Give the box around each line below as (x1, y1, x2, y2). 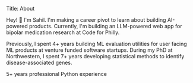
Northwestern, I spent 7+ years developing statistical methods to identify (6, 53, 185, 59)
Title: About (6, 5, 35, 12)
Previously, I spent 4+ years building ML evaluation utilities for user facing (6, 41, 187, 47)
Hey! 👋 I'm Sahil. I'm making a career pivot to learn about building (6, 16, 166, 23)
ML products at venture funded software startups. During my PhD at (6, 47, 173, 54)
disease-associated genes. (6, 59, 72, 66)
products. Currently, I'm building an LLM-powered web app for (29, 23, 182, 29)
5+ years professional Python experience (6, 71, 107, 77)
